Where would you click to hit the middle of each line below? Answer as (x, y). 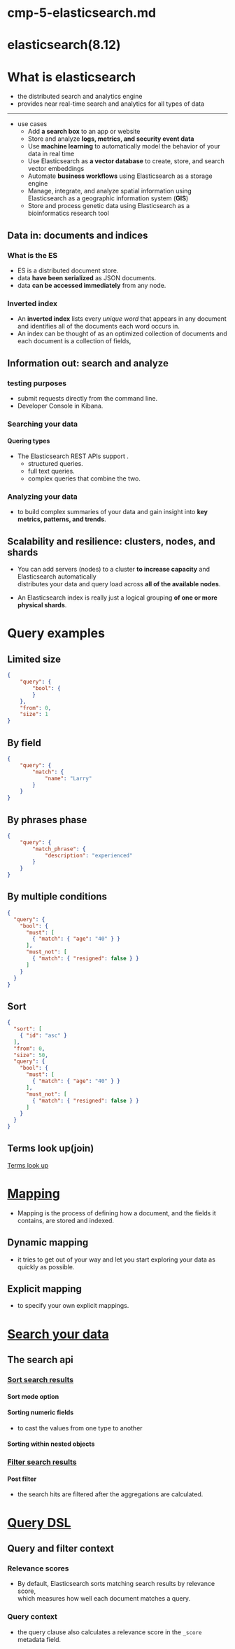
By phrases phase (47, 820)
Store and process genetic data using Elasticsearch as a (109, 206)
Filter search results (42, 1462)
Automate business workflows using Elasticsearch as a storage (120, 176)
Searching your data (43, 424)
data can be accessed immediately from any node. (92, 285)
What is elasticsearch (72, 77)
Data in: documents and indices (78, 235)
